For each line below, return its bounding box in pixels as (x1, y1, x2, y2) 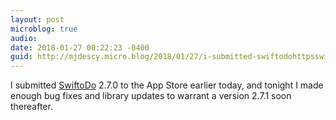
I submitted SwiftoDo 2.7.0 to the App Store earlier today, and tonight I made (10, 79, 324, 91)
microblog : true (10, 24, 78, 34)
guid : (10, 52, 33, 62)
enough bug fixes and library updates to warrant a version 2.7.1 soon (10, 90, 292, 102)
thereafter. (10, 101, 53, 113)
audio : (10, 33, 38, 43)
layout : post (10, 14, 65, 25)
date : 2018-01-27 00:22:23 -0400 (10, 42, 150, 53)
